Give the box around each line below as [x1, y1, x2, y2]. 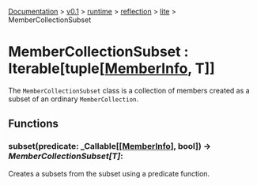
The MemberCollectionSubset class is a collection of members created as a [8, 85, 251, 95]
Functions [8, 117, 59, 131]
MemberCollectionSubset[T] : [8, 150, 124, 161]
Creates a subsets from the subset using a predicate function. [8, 169, 210, 178]
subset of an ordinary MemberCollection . [8, 94, 139, 104]
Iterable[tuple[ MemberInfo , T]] [8, 59, 215, 78]
